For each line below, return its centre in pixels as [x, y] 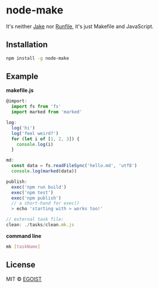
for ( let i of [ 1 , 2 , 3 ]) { [46, 139]
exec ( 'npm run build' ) [39, 187]
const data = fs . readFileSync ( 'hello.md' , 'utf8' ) [74, 166]
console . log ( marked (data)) [44, 171]
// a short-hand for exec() [46, 203]
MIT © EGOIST [24, 279]
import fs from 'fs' [36, 107]
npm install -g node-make [37, 58]
